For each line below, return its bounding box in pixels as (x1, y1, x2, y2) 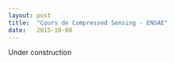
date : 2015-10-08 (8, 26, 73, 34)
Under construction (8, 48, 72, 57)
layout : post (8, 11, 51, 20)
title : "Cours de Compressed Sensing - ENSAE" (8, 19, 169, 27)
